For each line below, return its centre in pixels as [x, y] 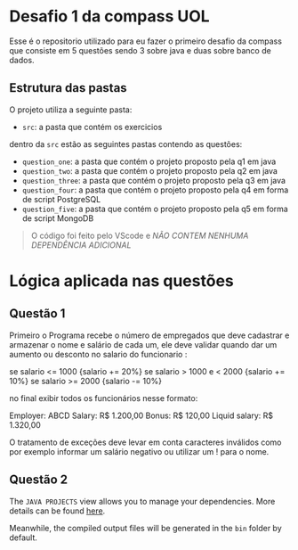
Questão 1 [37, 314]
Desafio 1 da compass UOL [110, 16]
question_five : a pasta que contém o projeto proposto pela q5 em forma [155, 209]
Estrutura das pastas [68, 88]
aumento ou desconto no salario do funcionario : [98, 354]
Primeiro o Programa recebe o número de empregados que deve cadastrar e [149, 335]
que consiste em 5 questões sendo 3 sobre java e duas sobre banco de [140, 50]
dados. [22, 60]
